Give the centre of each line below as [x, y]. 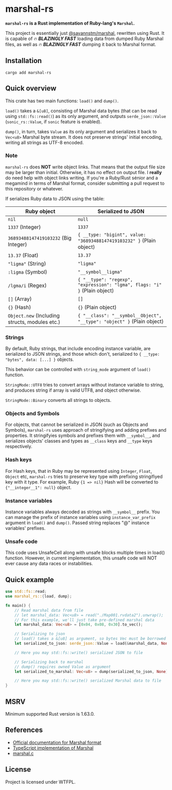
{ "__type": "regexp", [105, 280]
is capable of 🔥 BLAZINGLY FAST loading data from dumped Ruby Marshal [84, 38]
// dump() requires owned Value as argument [63, 667]
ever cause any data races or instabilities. [49, 564]
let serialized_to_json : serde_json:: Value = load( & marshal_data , [87, 644]
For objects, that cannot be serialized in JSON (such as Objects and [77, 425]
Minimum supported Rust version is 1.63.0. [50, 714]
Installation [24, 61]
